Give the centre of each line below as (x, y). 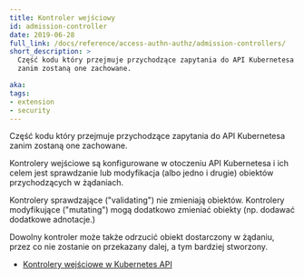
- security (30, 110)
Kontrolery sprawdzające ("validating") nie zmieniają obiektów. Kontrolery (147, 200)
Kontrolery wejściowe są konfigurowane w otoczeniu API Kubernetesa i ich (149, 164)
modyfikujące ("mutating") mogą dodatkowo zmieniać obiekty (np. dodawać (152, 210)
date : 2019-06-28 (42, 35)
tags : (20, 93)
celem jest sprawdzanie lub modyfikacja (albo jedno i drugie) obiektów (142, 173)
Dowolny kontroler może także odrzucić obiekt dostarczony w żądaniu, (142, 237)
